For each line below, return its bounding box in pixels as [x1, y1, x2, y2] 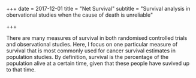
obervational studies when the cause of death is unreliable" [6, 11, 153, 18]
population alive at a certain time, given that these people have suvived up [6, 60, 190, 67]
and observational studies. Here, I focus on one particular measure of [6, 41, 178, 48]
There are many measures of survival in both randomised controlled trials [6, 35, 188, 41]
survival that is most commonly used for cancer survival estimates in [6, 47, 176, 54]
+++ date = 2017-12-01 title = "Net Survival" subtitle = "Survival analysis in [6, 5, 191, 12]
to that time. [6, 66, 36, 73]
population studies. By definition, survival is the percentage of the [6, 54, 169, 60]
